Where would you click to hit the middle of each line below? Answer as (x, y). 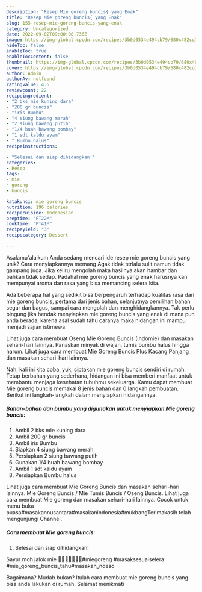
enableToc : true (26, 51)
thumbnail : (20, 62)
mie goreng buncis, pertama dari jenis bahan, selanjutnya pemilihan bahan (98, 301)
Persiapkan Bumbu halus (46, 475)
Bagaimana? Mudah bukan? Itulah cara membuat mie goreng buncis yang (97, 577)
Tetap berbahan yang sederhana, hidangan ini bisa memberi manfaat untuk (99, 375)
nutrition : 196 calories (37, 207)
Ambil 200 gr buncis (40, 437)
